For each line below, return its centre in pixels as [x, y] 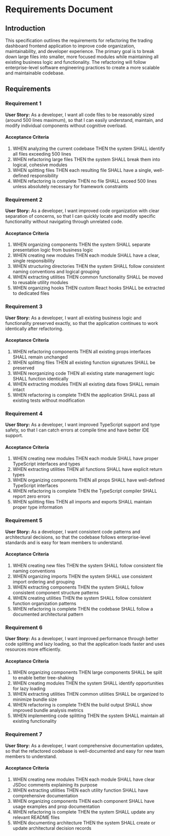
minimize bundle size [35, 699]
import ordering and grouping [44, 581]
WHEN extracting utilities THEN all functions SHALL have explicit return [88, 469]
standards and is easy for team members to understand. [64, 542]
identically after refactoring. [34, 328]
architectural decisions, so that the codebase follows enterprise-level [78, 537]
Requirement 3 [24, 307]
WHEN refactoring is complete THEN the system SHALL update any [83, 812]
